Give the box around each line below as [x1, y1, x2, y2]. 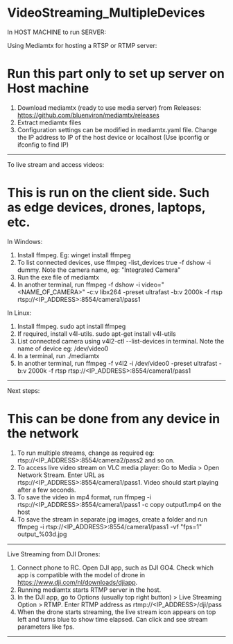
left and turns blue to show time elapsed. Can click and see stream [17, 615, 208, 623]
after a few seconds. [17, 485, 76, 494]
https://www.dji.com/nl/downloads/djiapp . [17, 578, 138, 586]
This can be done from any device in [7, 411, 221, 426]
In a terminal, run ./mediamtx [17, 351, 100, 360]
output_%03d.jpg [17, 530, 67, 538]
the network [7, 426, 79, 441]
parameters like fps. [17, 622, 75, 631]
